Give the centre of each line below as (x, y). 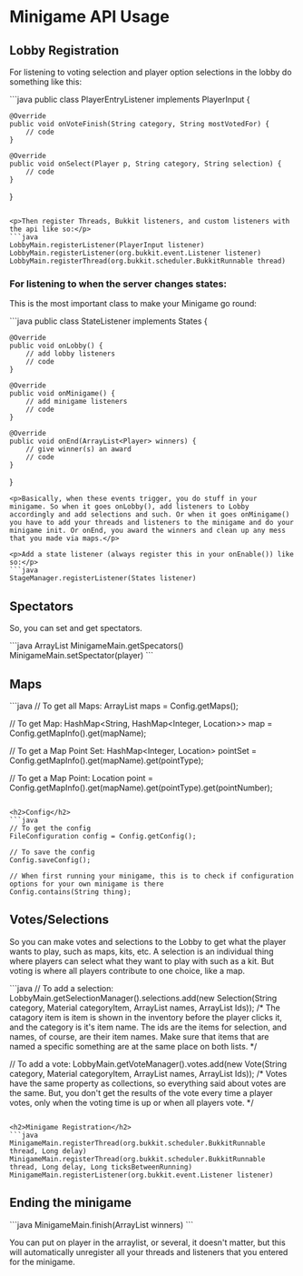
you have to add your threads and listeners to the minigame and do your (152, 523)
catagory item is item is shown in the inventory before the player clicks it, (146, 1017)
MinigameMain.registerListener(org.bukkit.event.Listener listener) (142, 1175)
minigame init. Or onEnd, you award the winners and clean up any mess (147, 531)
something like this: (46, 82)
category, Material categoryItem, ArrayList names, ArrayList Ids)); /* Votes (148, 1073)
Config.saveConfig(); (50, 860)
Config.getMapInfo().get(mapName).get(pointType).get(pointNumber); (141, 788)
